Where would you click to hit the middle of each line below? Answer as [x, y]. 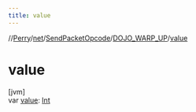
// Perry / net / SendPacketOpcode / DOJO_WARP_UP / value [98, 38]
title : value [30, 15]
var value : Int [29, 100]
